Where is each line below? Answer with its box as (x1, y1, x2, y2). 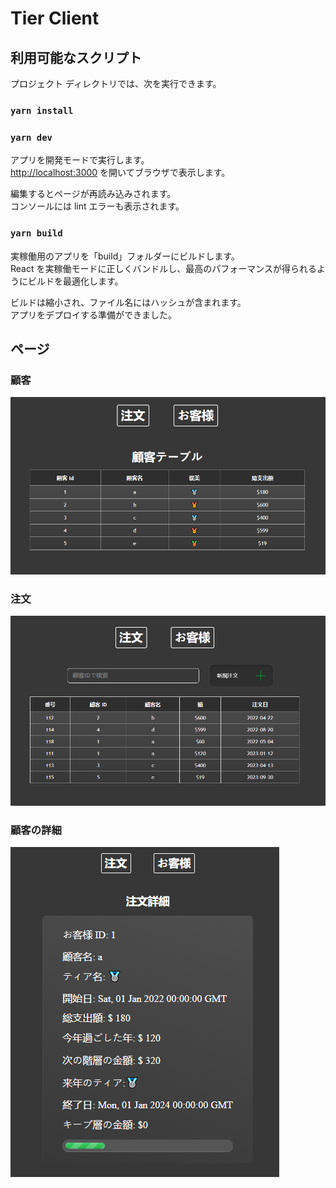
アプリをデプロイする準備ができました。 (10, 308, 177, 321)
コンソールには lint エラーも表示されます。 (10, 200, 185, 212)
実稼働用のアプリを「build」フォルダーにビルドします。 (10, 250, 240, 262)
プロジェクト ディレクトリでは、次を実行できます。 (10, 78, 222, 89)
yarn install (10, 105, 74, 116)
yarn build (10, 228, 63, 239)
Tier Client (10, 7, 100, 30)
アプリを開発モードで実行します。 (10, 154, 150, 166)
